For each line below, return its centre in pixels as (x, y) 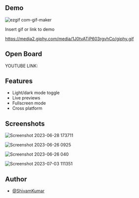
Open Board (24, 54)
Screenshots (25, 124)
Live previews (26, 98)
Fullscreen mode (29, 103)
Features (19, 81)
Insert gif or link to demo (30, 29)
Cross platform (27, 108)
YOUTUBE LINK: (22, 66)
